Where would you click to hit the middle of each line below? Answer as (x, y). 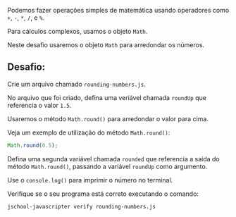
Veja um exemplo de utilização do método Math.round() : (89, 132)
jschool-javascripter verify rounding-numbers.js (82, 206)
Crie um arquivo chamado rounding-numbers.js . (76, 84)
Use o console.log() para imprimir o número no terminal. (90, 180)
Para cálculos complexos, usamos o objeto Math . (77, 31)
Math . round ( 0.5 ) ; (33, 145)
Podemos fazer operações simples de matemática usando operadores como (118, 10)
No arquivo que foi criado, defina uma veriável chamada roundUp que (107, 97)
